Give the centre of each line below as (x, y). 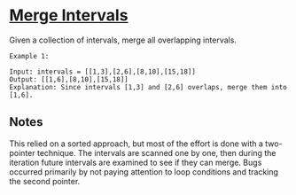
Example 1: (29, 56)
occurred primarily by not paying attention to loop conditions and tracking (144, 172)
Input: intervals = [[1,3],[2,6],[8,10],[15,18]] (103, 72)
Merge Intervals (69, 16)
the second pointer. (45, 181)
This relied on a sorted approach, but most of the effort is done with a (136, 144)
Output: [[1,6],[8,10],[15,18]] (69, 79)
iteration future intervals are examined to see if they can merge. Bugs (136, 162)
